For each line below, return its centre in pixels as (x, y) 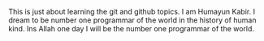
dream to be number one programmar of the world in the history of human (132, 20)
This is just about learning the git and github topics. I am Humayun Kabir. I (132, 12)
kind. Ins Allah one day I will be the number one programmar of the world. (131, 29)
